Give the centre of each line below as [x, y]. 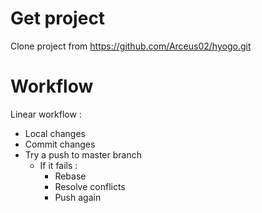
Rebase [70, 176]
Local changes [55, 133]
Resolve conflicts [90, 186]
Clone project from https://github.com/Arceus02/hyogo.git [131, 46]
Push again [78, 197]
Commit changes [60, 144]
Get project [58, 18]
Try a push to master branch [83, 154]
